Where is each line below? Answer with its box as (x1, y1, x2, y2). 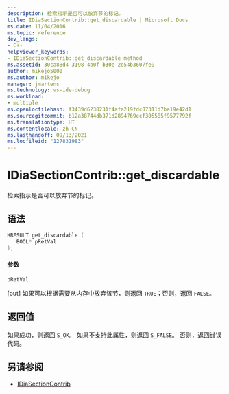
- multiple (7, 100, 38, 107)
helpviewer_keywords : (7, 49, 69, 56)
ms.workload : (7, 94, 45, 100)
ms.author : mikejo (7, 74, 60, 81)
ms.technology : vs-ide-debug (7, 87, 91, 94)
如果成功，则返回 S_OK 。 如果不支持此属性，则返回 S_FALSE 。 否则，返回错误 (7, 331, 222, 339)
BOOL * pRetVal (16, 238, 57, 245)
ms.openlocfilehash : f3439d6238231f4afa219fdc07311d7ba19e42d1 (7, 106, 192, 113)
